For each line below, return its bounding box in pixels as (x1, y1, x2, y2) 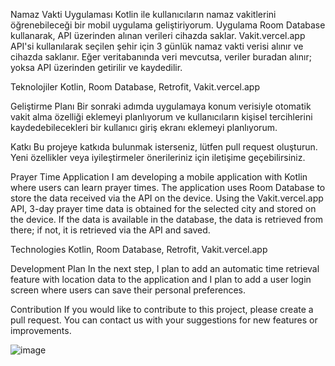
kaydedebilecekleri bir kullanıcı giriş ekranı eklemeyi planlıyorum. (10, 122, 278, 133)
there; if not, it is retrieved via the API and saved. (10, 224, 211, 236)
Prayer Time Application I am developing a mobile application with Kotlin (10, 171, 308, 183)
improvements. (10, 325, 72, 336)
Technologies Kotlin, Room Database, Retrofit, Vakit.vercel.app (10, 244, 268, 255)
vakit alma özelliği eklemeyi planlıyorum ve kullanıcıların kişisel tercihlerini (10, 111, 313, 123)
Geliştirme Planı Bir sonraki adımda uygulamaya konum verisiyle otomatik (10, 100, 312, 112)
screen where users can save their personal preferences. (10, 284, 246, 296)
